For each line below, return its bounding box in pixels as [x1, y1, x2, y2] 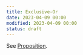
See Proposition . [6, 42, 48, 50]
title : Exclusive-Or [6, 8, 59, 15]
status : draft [6, 25, 42, 32]
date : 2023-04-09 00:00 [6, 15, 67, 21]
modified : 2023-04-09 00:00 [6, 20, 78, 26]
